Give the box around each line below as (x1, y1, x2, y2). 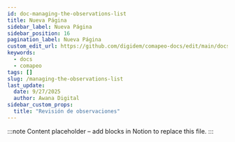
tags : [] (7, 69, 33, 76)
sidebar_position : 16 (7, 29, 71, 37)
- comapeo (13, 62, 42, 69)
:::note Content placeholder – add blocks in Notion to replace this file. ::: (7, 127, 214, 135)
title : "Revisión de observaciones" (13, 108, 120, 115)
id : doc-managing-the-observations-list (7, 10, 127, 17)
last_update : (7, 82, 45, 89)
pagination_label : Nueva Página (7, 36, 101, 43)
